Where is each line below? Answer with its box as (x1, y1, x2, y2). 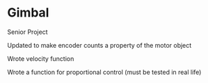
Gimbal (7, 5, 49, 21)
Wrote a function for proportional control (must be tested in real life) (7, 68, 202, 76)
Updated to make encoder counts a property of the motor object (7, 41, 192, 49)
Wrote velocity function (7, 54, 74, 63)
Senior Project (7, 28, 48, 36)
